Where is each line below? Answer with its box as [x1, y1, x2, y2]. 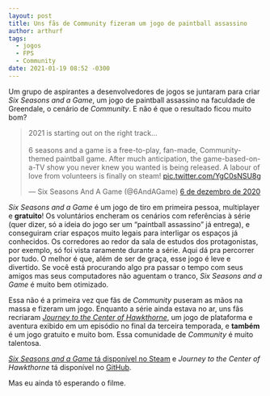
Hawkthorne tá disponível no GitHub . [8, 362, 132, 372]
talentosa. [8, 338, 42, 348]
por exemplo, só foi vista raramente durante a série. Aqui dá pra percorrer [8, 245, 255, 255]
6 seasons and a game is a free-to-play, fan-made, [27, 145, 198, 154]
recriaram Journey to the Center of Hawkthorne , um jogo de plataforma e [8, 312, 253, 322]
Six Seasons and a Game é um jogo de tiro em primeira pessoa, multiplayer [8, 202, 260, 212]
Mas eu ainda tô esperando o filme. [8, 377, 127, 388]
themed [27, 154, 54, 163]
